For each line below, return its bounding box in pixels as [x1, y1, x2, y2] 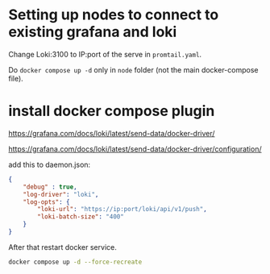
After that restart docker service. [8, 242, 117, 251]
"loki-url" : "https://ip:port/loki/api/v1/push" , [37, 205, 207, 214]
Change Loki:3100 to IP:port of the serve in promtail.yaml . [8, 49, 202, 59]
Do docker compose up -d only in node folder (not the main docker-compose [8, 64, 259, 74]
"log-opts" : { [23, 197, 70, 206]
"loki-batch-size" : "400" [37, 213, 125, 221]
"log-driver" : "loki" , [23, 190, 99, 198]
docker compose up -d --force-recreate [8, 258, 143, 266]
